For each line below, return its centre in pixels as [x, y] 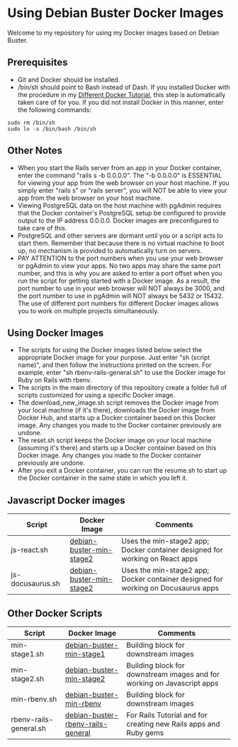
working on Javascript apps [172, 683]
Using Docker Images [56, 333]
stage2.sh [28, 679]
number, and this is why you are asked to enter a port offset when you [120, 273]
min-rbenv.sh [34, 699]
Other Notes [35, 151]
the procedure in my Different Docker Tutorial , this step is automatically [121, 94]
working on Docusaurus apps [170, 588]
